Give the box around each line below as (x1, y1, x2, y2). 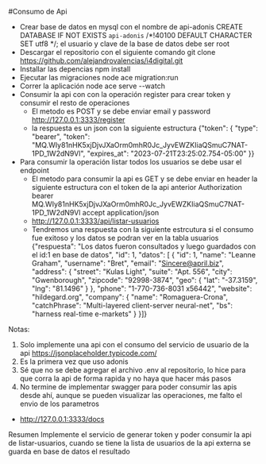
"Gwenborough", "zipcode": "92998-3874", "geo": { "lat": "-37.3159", (31, 276, 258, 284)
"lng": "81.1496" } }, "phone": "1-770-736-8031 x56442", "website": (31, 284, 253, 293)
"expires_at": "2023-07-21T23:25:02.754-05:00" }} (87, 149, 255, 158)
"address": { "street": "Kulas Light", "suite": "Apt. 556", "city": (31, 267, 233, 276)
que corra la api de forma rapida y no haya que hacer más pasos (19, 373, 232, 383)
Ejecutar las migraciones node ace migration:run (19, 73, 179, 82)
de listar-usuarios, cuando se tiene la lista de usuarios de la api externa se (8, 439, 252, 447)
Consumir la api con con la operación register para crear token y (19, 90, 231, 99)
